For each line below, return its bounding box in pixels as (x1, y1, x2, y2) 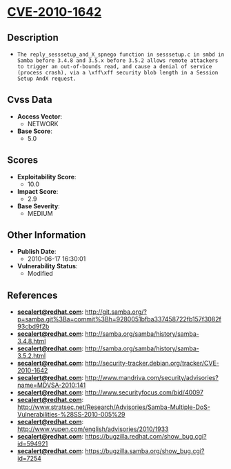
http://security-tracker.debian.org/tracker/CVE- (85, 359, 219, 368)
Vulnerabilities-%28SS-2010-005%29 (17, 410, 125, 419)
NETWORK (27, 119, 59, 128)
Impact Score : (17, 187, 59, 195)
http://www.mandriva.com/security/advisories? (85, 374, 219, 382)
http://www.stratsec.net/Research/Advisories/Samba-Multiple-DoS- (17, 403, 210, 411)
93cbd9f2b (17, 322, 50, 331)
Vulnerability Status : (17, 262, 78, 270)
